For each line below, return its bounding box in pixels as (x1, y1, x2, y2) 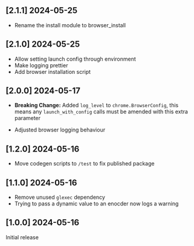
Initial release (5, 233, 39, 241)
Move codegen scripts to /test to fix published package (14, 160, 155, 167)
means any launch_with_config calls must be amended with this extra (14, 108, 189, 115)
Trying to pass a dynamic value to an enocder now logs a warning (14, 200, 179, 207)
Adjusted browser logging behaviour (14, 126, 106, 133)
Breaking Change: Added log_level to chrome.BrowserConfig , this (14, 102, 179, 109)
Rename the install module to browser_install (14, 21, 126, 28)
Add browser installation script (14, 68, 91, 75)
